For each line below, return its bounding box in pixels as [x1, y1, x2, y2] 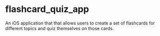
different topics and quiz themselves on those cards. [5, 25, 114, 31]
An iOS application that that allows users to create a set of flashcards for [5, 20, 155, 26]
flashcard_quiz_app [5, 3, 89, 15]
